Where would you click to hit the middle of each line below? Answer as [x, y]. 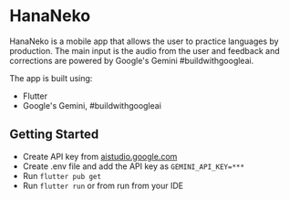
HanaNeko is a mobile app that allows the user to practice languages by [144, 41]
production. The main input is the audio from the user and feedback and [144, 50]
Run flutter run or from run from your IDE [103, 185]
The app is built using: [51, 78]
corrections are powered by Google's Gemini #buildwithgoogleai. [132, 60]
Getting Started [54, 135]
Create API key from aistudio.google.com [100, 156]
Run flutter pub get [62, 175]
